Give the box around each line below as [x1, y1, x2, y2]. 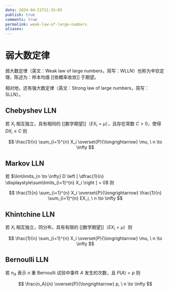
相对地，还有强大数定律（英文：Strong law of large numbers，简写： [5, 85, 150, 91]
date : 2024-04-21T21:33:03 [5, 7, 62, 13]
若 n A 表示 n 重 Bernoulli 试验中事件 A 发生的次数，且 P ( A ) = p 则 [5, 270, 141, 277]
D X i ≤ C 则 [5, 128, 27, 135]
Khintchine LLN [5, 210, 55, 219]
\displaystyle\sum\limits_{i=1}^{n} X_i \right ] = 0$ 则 [5, 179, 114, 186]
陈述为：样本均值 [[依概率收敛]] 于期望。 [14, 74, 99, 81]
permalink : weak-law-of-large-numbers [5, 21, 87, 27]
